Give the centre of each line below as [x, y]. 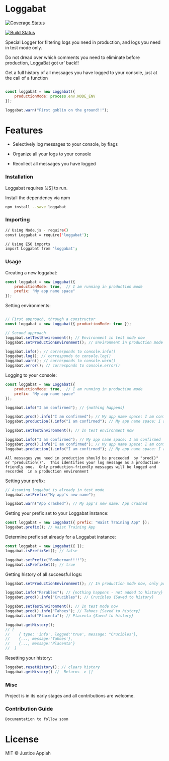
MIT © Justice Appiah [28, 753]
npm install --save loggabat [36, 207]
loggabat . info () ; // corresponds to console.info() [60, 352]
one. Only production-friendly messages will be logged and [91, 467]
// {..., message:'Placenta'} [40, 643]
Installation [19, 177]
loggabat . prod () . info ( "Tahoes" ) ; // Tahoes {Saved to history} [73, 611]
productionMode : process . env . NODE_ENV [55, 96]
